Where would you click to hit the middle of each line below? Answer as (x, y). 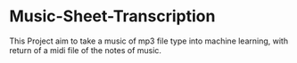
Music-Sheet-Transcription (112, 16)
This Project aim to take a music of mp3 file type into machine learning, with (148, 41)
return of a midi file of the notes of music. (86, 50)
